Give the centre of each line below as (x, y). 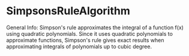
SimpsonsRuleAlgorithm (68, 11)
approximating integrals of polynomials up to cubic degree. (79, 46)
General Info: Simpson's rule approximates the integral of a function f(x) (95, 27)
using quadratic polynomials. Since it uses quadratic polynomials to (89, 33)
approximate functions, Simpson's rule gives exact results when (85, 40)
